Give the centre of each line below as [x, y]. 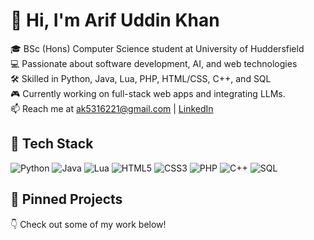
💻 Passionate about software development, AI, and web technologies [154, 63]
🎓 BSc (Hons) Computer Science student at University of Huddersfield [157, 48]
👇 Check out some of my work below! [88, 224]
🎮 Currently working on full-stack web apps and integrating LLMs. [148, 93]
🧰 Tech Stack [52, 144]
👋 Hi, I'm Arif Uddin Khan [115, 20]
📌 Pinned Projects [66, 199]
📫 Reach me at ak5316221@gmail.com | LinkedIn [112, 108]
